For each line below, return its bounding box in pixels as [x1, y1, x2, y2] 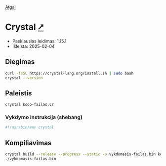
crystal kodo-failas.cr [5, 102, 54, 107]
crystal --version [5, 75, 43, 81]
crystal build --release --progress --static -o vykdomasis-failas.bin [5, 152, 156, 157]
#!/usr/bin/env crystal [5, 125, 54, 130]
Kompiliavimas [5, 138, 52, 147]
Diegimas [5, 58, 35, 66]
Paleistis [5, 89, 32, 97]
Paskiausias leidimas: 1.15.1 [12, 38, 67, 44]
